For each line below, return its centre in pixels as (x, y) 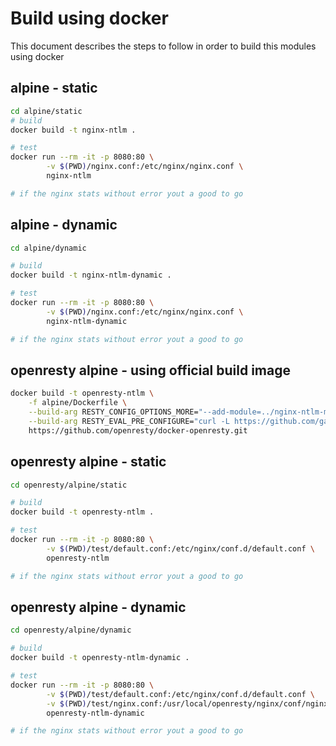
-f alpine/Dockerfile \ (78, 403)
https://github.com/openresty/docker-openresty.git (138, 430)
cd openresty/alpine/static (69, 485)
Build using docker (89, 18)
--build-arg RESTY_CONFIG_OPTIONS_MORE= (113, 412)
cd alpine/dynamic (48, 248)
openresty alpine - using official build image (151, 370)
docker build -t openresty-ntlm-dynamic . (100, 658)
